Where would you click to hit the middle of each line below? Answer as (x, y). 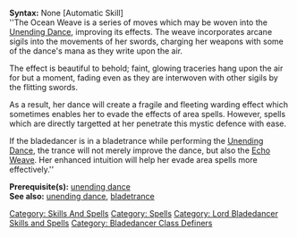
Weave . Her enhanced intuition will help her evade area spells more (133, 160)
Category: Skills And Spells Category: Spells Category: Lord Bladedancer (144, 213)
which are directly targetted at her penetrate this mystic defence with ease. (148, 123)
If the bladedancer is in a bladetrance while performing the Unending (136, 141)
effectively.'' (32, 169)
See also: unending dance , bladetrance (82, 196)
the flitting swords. (44, 87)
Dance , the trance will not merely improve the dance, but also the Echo (140, 150)
